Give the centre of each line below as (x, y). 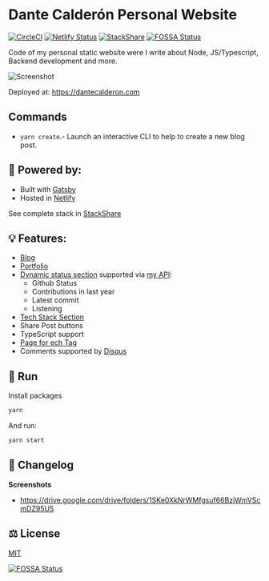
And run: (23, 426)
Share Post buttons (52, 326)
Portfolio (34, 266)
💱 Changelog (41, 465)
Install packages (35, 396)
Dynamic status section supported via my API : (96, 274)
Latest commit (55, 300)
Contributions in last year (73, 292)
